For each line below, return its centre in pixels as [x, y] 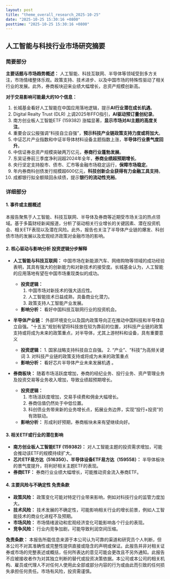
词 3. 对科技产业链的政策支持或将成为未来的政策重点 [75, 356]
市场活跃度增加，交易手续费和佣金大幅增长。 [75, 397]
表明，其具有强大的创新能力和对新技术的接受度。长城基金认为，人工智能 [88, 267]
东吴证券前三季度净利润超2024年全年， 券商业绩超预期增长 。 [76, 158]
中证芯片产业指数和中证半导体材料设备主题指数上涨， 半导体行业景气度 [86, 139]
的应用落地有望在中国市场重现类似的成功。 [57, 274]
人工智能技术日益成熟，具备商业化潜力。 [70, 297]
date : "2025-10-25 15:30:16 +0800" [43, 19]
